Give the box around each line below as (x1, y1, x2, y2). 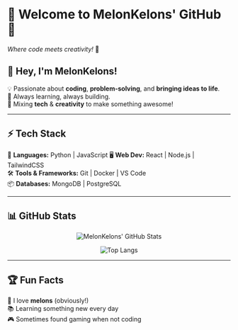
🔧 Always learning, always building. (7, 92, 111, 101)
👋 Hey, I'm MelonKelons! (7, 65, 118, 77)
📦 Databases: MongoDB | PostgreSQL (7, 179, 122, 188)
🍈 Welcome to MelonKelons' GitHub (7, 6, 222, 23)
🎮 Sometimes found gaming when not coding (7, 315, 142, 324)
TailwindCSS (7, 161, 45, 169)
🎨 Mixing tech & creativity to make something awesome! (7, 99, 174, 108)
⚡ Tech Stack (7, 127, 67, 140)
